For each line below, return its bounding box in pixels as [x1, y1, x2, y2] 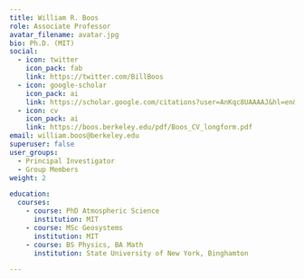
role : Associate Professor [9, 22, 111, 31]
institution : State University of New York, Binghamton [33, 248, 249, 258]
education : [9, 189, 51, 199]
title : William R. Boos [9, 13, 100, 23]
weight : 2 [9, 173, 47, 182]
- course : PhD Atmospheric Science [25, 207, 160, 216]
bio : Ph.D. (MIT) [9, 38, 75, 48]
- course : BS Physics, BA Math [25, 240, 144, 249]
